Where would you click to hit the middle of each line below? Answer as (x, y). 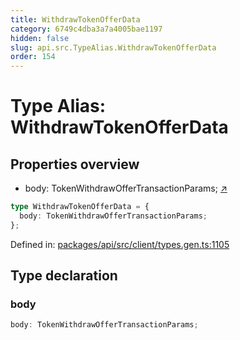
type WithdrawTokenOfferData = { (80, 207)
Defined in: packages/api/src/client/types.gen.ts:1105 (120, 244)
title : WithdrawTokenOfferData (75, 19)
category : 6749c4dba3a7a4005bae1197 (86, 29)
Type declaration (64, 276)
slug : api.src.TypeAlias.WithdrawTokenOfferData (113, 47)
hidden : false (40, 38)
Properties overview (75, 164)
